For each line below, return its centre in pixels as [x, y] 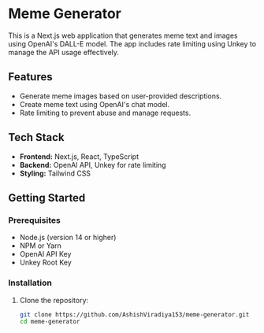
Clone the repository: [54, 300]
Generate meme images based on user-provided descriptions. [121, 96]
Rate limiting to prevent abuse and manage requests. [105, 113]
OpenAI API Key [45, 254]
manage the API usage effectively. [64, 52]
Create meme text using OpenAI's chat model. [95, 104]
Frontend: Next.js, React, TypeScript [79, 156]
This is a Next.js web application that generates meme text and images [123, 35]
